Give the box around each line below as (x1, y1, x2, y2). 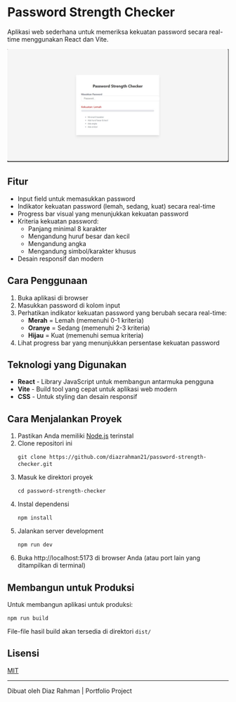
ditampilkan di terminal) (17, 561, 86, 569)
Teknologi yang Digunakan (7, 359, 127, 371)
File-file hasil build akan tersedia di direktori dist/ (7, 627, 152, 635)
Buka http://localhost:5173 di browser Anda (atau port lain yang (17, 554, 201, 562)
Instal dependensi (17, 500, 70, 508)
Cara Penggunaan (7, 275, 88, 287)
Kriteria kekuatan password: (17, 216, 99, 226)
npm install (17, 515, 53, 522)
